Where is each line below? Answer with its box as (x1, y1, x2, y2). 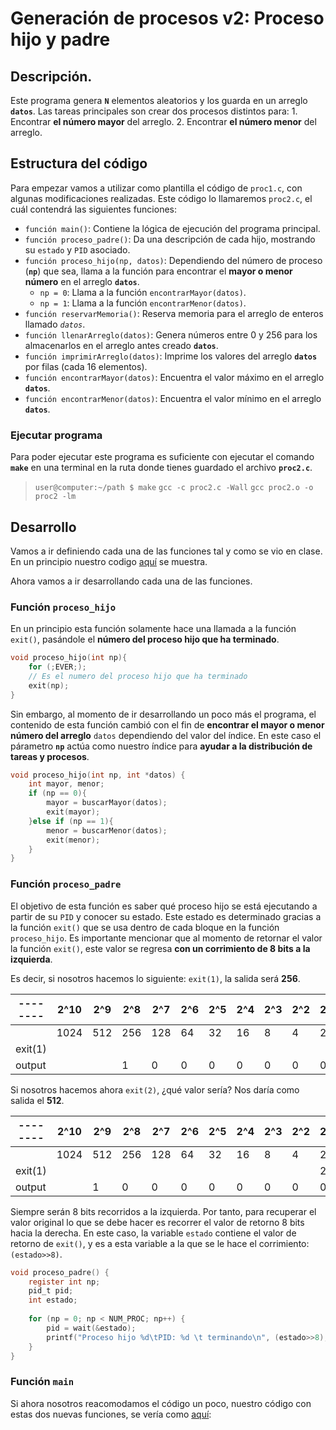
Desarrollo (10, 518, 77, 536)
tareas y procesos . (10, 750, 90, 762)
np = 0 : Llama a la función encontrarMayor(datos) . (39, 286, 247, 298)
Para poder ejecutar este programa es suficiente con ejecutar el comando (10, 451, 315, 463)
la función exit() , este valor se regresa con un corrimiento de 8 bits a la (10, 942, 311, 954)
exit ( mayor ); (46, 807, 101, 817)
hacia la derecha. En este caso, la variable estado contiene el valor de (10, 1227, 297, 1239)
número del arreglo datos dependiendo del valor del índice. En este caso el (10, 729, 322, 741)
